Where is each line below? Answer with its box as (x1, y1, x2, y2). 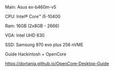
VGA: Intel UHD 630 (5, 33, 45, 38)
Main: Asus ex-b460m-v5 (5, 4, 57, 10)
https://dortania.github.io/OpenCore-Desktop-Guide (5, 61, 109, 66)
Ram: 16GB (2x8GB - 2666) (5, 23, 60, 29)
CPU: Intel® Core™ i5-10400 (5, 14, 61, 19)
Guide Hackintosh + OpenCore (5, 51, 66, 57)
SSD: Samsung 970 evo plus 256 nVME (5, 42, 83, 48)
